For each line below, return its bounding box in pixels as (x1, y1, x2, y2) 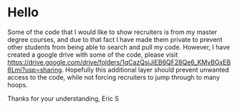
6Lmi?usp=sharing (7, 65, 63, 74)
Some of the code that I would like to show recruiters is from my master (7, 28, 217, 36)
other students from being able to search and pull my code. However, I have (7, 43, 230, 51)
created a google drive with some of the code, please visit (7, 50, 178, 59)
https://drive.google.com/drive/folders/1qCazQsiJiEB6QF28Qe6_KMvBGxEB (7, 57, 232, 66)
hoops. (7, 80, 29, 89)
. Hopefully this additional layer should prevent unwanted (61, 65, 229, 74)
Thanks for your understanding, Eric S (7, 94, 119, 103)
